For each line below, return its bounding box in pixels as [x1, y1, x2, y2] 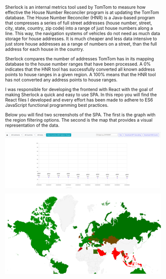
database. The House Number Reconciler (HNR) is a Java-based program [5, 15, 155, 20]
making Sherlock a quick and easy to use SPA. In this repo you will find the [5, 92, 157, 97]
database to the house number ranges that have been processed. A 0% [5, 61, 151, 67]
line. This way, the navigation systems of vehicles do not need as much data [5, 31, 161, 36]
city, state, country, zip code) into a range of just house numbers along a [5, 25, 153, 31]
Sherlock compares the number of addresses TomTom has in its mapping [5, 56, 154, 61]
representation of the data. [5, 122, 60, 128]
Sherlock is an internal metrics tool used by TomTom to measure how [5, 4, 146, 10]
